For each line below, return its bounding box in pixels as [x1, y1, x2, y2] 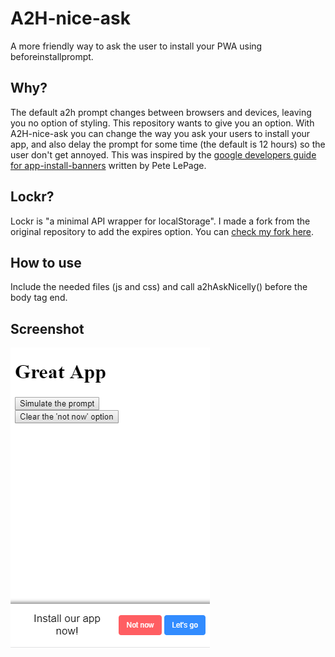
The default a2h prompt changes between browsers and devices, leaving [10, 106, 312, 118]
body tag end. [10, 292, 68, 304]
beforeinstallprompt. [10, 50, 94, 62]
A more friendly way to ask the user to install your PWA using [10, 40, 263, 52]
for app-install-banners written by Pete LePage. [10, 159, 207, 171]
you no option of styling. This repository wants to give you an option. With [10, 117, 315, 129]
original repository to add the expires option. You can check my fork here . [10, 225, 315, 237]
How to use [10, 254, 82, 271]
